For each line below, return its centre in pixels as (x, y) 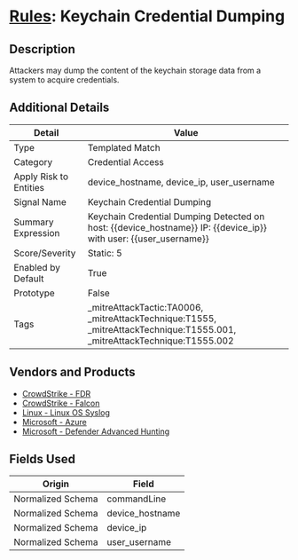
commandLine (136, 499)
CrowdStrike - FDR (56, 393)
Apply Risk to (41, 177)
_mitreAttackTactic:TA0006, (145, 307)
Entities (29, 187)
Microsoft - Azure (54, 422)
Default (29, 279)
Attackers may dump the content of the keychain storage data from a (135, 70)
